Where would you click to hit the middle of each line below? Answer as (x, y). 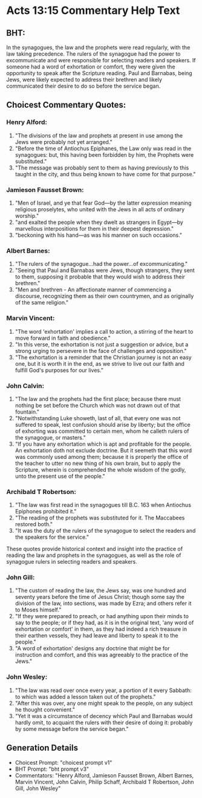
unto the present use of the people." (60, 476)
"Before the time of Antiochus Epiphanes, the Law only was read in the (103, 148)
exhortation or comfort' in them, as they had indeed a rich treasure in (101, 629)
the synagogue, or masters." (50, 437)
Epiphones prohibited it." (46, 512)
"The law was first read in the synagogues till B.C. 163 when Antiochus (103, 505)
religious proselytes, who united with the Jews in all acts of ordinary (100, 209)
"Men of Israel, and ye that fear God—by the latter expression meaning (103, 203)
